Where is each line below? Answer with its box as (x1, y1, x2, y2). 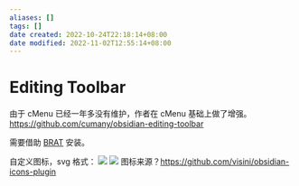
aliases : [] (9, 13, 54, 23)
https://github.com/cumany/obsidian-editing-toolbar (9, 118, 204, 129)
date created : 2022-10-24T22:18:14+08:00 (9, 30, 168, 39)
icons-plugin (9, 166, 57, 177)
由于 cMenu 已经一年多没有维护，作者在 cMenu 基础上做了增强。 (9, 108, 252, 119)
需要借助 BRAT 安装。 (9, 137, 90, 148)
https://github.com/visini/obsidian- (160, 156, 290, 167)
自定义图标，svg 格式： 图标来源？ (9, 156, 161, 167)
